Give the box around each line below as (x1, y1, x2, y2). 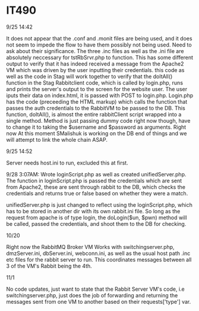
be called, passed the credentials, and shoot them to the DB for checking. (6, 220, 187, 227)
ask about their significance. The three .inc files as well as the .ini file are (6, 47, 184, 54)
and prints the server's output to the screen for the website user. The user (6, 85, 188, 92)
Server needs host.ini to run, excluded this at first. (6, 159, 129, 166)
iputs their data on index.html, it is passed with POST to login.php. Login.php (6, 92, 194, 99)
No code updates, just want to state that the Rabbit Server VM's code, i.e (6, 285, 185, 293)
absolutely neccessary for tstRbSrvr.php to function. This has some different (6, 54, 194, 61)
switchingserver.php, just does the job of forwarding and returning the (6, 291, 178, 298)
